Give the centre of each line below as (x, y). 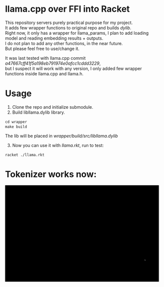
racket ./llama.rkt (25, 155)
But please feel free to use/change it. (42, 48)
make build (16, 127)
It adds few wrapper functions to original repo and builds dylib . (68, 27)
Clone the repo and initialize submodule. (53, 107)
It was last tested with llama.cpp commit (45, 58)
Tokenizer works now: (51, 174)
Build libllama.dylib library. (38, 112)
